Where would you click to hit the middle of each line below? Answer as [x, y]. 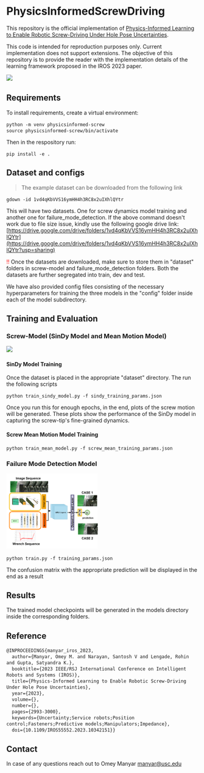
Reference [26, 636]
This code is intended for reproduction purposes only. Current [84, 46]
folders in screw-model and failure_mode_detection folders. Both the [93, 268]
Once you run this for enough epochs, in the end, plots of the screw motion [100, 407]
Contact [22, 749]
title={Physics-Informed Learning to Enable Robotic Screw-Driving [99, 681]
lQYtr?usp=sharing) [31, 250]
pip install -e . [28, 154]
